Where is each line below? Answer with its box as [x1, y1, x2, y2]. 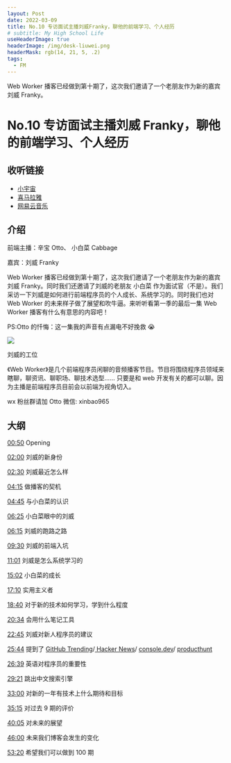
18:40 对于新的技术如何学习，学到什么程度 [7, 600, 128, 609]
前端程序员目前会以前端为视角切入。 [31, 383, 135, 391]
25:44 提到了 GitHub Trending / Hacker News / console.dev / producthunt [7, 645, 213, 653]
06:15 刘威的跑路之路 [7, 527, 67, 535]
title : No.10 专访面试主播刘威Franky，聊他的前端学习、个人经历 [7, 23, 175, 30]
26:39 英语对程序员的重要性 [7, 659, 87, 668]
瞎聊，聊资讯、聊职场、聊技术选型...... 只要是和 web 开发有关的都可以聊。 [7, 374, 217, 382]
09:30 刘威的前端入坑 [7, 541, 69, 550]
